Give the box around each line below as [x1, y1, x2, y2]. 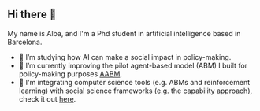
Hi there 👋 [7, 8, 57, 21]
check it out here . [18, 94, 76, 103]
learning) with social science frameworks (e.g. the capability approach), [18, 86, 253, 95]
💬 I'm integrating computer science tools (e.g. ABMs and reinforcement [18, 77, 251, 87]
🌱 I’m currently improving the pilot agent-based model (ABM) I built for [18, 61, 248, 70]
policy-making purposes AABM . [18, 68, 123, 79]
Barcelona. [7, 37, 43, 46]
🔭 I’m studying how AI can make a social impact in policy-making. [18, 52, 232, 61]
